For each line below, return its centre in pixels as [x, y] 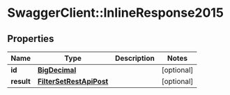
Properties [31, 39]
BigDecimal [57, 70]
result [21, 81]
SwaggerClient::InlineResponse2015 [116, 13]
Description [135, 58]
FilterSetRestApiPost [73, 81]
